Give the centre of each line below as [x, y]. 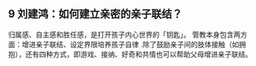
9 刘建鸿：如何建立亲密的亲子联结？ [95, 14]
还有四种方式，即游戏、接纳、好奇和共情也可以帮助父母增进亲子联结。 [139, 54]
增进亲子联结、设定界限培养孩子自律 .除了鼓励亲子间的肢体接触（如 [130, 44]
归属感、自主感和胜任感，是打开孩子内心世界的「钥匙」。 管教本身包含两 [124, 35]
